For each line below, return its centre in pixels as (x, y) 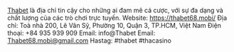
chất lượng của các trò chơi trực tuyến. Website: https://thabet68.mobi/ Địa (117, 18)
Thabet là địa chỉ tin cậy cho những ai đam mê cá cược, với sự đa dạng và (116, 10)
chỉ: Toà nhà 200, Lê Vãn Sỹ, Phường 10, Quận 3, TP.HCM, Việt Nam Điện (115, 25)
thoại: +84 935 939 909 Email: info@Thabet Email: (81, 33)
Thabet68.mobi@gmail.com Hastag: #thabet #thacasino (90, 41)
